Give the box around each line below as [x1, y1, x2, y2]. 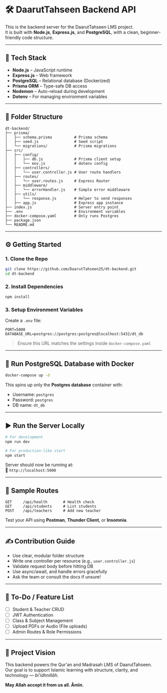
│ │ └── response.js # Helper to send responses [5, 196, 133, 201]
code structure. [22, 34, 54, 40]
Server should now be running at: [5, 462, 74, 468]
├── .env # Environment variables [5, 209, 126, 214]
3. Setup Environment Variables [5, 306, 83, 313]
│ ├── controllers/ [5, 165, 50, 170]
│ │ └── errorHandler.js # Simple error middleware [5, 187, 130, 192]
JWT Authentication [12, 612, 54, 618]
